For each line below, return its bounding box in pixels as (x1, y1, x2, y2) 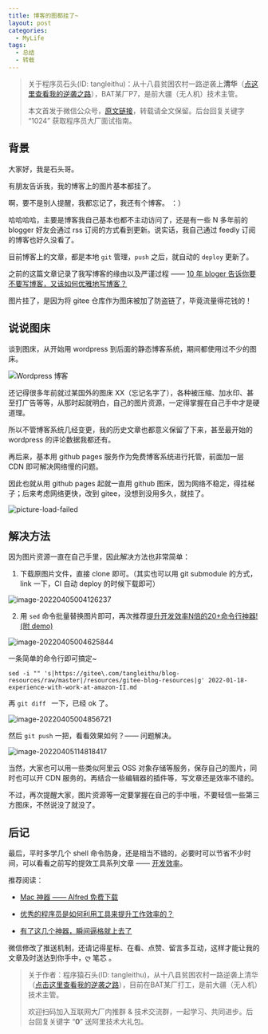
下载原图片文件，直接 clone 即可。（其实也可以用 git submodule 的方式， (19, 569, 258, 579)
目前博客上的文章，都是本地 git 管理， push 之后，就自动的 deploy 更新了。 (8, 252, 254, 261)
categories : (8, 26, 48, 34)
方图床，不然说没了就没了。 (8, 800, 100, 810)
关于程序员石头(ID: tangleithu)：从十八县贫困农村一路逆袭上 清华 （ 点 (27, 79, 252, 88)
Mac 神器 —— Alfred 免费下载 (19, 892, 119, 902)
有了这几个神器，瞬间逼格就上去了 (19, 926, 132, 936)
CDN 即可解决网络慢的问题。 (8, 462, 103, 471)
